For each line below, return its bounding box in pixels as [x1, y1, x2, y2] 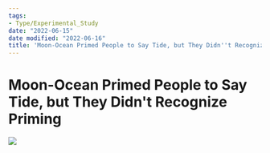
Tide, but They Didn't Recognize [8, 93, 227, 111]
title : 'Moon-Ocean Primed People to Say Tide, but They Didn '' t [8, 42, 231, 50]
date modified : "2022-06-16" [8, 34, 106, 42]
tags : [8, 11, 27, 20]
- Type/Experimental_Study [8, 19, 99, 27]
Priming [8, 110, 62, 128]
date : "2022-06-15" [8, 26, 74, 34]
